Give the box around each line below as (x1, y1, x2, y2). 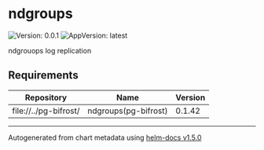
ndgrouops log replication (8, 46, 92, 55)
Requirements (8, 68, 79, 82)
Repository (24, 92, 68, 103)
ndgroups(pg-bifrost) (87, 105, 168, 116)
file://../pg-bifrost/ (12, 105, 80, 116)
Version (175, 92, 206, 103)
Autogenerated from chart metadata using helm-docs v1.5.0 (8, 133, 202, 142)
